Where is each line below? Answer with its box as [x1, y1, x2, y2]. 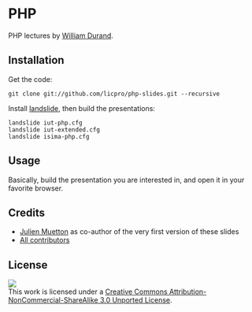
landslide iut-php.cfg [8, 119, 83, 127]
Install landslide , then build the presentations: [8, 103, 156, 113]
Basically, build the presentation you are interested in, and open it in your [8, 175, 245, 184]
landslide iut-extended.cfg [8, 125, 101, 134]
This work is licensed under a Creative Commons [8, 287, 168, 296]
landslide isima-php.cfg [8, 132, 90, 140]
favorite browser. [8, 183, 64, 193]
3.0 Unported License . [99, 295, 172, 305]
